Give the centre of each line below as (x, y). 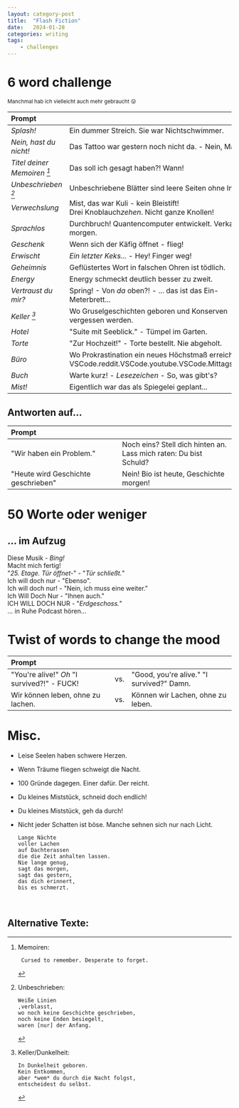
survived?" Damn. (161, 683)
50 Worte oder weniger (77, 515)
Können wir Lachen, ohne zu (179, 695)
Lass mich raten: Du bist (162, 454)
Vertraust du (32, 291)
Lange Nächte (37, 838)
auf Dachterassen (43, 850)
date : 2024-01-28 (36, 27)
